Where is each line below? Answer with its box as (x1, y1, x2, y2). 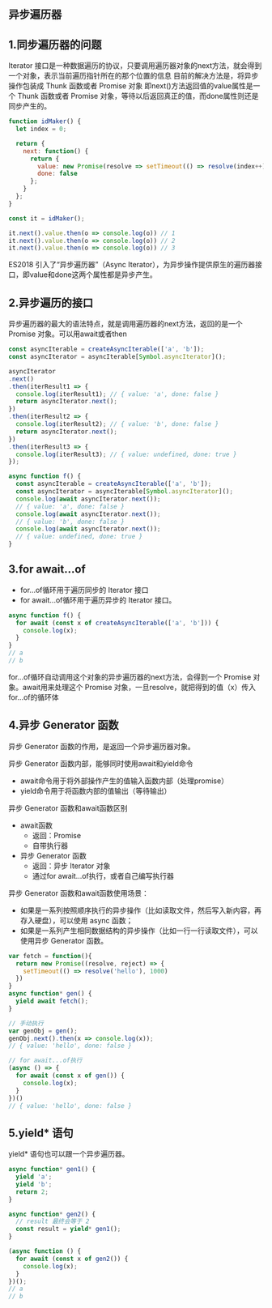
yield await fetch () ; (15, 997, 89, 1006)
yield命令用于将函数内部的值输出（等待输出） (19, 786, 172, 795)
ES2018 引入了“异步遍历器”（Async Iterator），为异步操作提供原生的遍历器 (8, 260, 256, 270)
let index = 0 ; (15, 125, 67, 134)
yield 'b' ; (15, 1180, 53, 1188)
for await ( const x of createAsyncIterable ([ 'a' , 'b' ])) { (15, 619, 219, 627)
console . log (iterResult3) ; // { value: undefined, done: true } (15, 450, 237, 458)
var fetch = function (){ (8, 952, 92, 960)
